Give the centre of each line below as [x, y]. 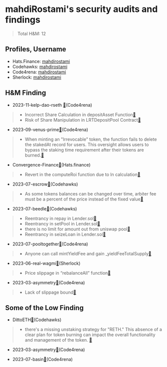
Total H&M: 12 [32, 33]
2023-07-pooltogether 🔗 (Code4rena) [50, 244]
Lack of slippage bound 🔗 [50, 292]
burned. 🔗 [34, 155]
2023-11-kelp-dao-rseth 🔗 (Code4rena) [52, 105]
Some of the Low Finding [44, 308]
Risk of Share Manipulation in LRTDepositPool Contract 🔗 [83, 120]
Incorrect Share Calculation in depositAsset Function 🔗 [80, 114]
